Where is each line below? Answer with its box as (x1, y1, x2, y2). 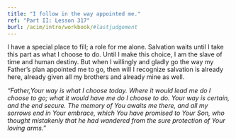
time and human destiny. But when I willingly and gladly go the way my (7, 58, 214, 66)
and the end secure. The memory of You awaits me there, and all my (7, 102, 208, 110)
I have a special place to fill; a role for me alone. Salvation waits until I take (7, 43, 225, 52)
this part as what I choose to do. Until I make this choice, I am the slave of (7, 50, 223, 59)
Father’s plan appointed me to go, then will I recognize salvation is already (7, 65, 224, 74)
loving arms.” (7, 124, 47, 133)
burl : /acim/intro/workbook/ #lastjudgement (7, 23, 138, 30)
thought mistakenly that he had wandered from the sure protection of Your (7, 116, 225, 125)
